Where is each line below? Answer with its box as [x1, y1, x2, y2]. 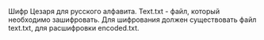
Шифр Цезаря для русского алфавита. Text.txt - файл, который [8, 7, 220, 16]
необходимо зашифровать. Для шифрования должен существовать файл [8, 15, 257, 24]
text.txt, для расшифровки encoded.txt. [8, 24, 140, 32]
